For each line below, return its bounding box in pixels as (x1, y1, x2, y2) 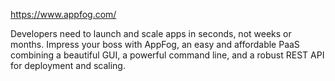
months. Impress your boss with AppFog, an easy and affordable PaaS (10, 39, 300, 50)
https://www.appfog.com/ (10, 9, 117, 20)
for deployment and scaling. (10, 60, 126, 71)
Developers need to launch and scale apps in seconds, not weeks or (10, 28, 292, 39)
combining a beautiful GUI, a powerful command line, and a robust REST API (10, 49, 325, 61)
